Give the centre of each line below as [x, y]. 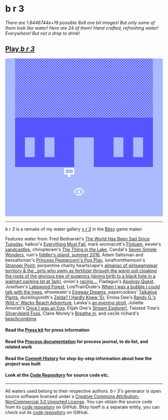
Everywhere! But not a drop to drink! [42, 33]
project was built [23, 363]
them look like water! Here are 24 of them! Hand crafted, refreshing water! [82, 28]
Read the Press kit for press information [47, 330]
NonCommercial [22, 401]
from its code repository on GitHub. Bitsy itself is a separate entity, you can [82, 407]
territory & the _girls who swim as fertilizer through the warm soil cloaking [81, 271]
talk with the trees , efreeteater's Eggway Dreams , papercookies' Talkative [81, 292]
